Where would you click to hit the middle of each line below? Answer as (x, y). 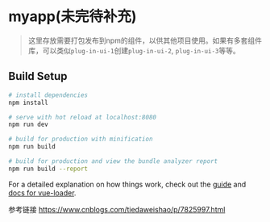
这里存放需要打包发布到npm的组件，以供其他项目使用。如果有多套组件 (145, 40)
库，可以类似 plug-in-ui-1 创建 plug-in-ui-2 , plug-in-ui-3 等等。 (134, 50)
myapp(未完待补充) (73, 17)
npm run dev (28, 125)
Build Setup (38, 76)
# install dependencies (48, 95)
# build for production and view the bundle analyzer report (113, 161)
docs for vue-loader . (42, 193)
